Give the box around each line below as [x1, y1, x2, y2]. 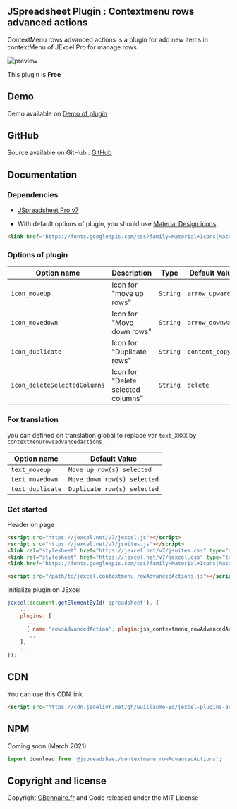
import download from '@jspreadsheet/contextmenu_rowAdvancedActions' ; [7, 755, 222, 762]
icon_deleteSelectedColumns [11, 381, 105, 390]
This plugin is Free [7, 70, 61, 78]
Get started [7, 504, 47, 514]
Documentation [7, 168, 78, 180]
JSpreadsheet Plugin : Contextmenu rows [7, 6, 195, 18]
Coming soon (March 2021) [7, 741, 87, 750]
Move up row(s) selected [68, 465, 152, 474]
